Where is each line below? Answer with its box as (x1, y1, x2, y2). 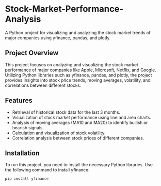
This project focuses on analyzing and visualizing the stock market (5, 62, 138, 67)
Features (5, 96, 32, 105)
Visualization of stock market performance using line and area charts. (12, 114, 151, 120)
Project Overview (5, 49, 59, 57)
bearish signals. (12, 124, 44, 130)
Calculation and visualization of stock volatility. (12, 130, 106, 136)
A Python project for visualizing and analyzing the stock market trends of (5, 30, 151, 35)
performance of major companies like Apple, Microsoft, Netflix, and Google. (5, 67, 157, 73)
